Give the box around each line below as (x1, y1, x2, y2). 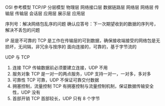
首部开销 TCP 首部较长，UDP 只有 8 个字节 (12, 96, 100, 101)
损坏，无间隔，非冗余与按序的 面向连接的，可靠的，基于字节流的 (5, 44, 137, 49)
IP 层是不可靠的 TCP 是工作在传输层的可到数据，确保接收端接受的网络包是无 (5, 37, 161, 43)
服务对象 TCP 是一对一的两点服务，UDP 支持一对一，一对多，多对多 (12, 71, 151, 76)
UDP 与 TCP (5, 54, 30, 60)
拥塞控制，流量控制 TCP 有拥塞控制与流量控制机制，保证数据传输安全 (12, 83, 154, 89)
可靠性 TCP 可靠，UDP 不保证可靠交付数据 (12, 77, 99, 83)
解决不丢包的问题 (5, 27, 40, 33)
